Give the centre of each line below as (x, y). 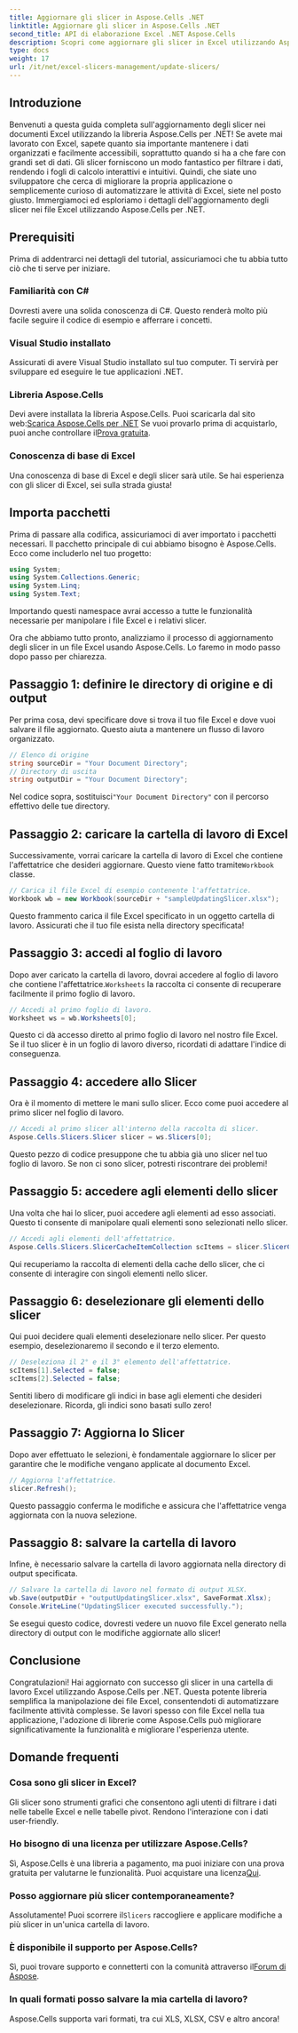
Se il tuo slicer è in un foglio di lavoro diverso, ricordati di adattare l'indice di (148, 1044)
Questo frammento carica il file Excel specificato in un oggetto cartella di (142, 915)
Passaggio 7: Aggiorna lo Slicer (97, 1433)
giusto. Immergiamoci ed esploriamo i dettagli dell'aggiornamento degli (139, 200)
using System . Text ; (45, 594)
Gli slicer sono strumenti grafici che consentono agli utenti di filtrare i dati (143, 1802)
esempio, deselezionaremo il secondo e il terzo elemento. (114, 1346)
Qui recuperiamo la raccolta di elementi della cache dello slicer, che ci (137, 1264)
